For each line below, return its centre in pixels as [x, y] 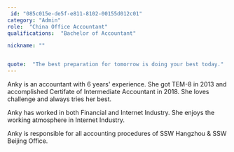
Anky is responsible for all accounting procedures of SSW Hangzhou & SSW [117, 134]
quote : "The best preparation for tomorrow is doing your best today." [116, 64]
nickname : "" [26, 46]
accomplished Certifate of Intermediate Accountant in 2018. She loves [108, 92]
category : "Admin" [34, 20]
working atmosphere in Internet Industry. [66, 120]
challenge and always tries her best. [60, 99]
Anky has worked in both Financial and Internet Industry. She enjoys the [111, 113]
